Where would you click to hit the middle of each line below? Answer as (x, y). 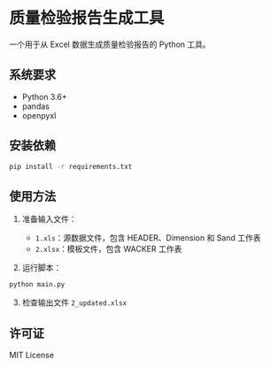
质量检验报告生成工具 (87, 18)
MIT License (32, 355)
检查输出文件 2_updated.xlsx (74, 302)
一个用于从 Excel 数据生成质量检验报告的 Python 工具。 (110, 44)
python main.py (37, 285)
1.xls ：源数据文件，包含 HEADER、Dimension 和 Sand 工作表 (148, 238)
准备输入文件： (49, 219)
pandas (36, 106)
